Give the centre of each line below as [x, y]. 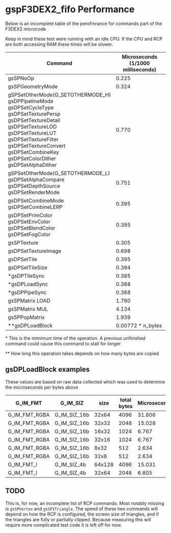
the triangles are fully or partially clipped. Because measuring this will [78, 519]
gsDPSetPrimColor [30, 215]
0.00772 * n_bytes [139, 325]
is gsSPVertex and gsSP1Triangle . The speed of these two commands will [82, 509]
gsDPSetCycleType [31, 107]
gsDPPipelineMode [31, 101]
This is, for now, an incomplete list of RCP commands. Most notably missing [85, 503]
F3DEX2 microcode [26, 29]
